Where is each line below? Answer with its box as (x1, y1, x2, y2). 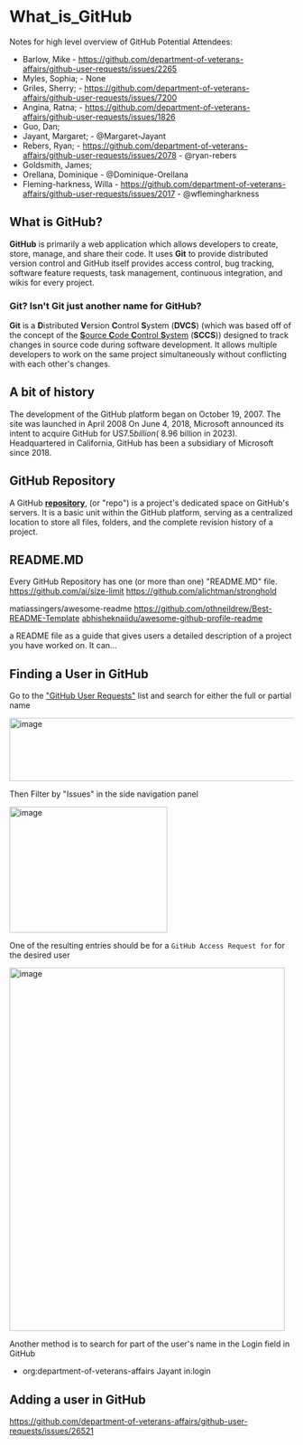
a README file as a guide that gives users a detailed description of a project (9, 630, 292, 641)
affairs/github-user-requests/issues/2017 (22, 188, 176, 199)
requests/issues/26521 (9, 1426, 95, 1437)
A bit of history (9, 384, 95, 400)
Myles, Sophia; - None (22, 72, 106, 83)
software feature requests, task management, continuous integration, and (9, 267, 283, 278)
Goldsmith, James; (22, 159, 93, 170)
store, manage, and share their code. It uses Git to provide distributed (9, 248, 269, 259)
